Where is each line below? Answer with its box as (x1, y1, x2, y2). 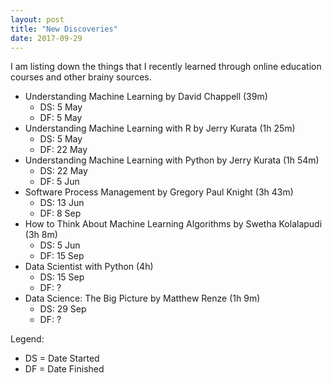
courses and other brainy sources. (10, 71, 152, 83)
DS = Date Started (24, 352, 100, 365)
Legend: (10, 333, 45, 345)
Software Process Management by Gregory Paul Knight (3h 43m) (24, 186, 294, 198)
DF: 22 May (39, 144, 88, 156)
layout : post (10, 14, 65, 25)
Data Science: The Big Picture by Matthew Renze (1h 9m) (24, 292, 261, 305)
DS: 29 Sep (39, 303, 87, 315)
